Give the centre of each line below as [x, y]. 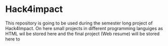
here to [13, 39]
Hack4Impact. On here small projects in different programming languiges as [84, 28]
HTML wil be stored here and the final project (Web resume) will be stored [82, 33]
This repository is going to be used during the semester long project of [79, 23]
